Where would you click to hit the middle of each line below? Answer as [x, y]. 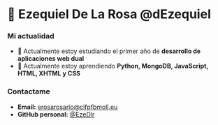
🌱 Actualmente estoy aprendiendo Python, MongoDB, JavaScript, [112, 66]
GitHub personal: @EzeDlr [56, 114]
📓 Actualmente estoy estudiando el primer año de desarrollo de [109, 51]
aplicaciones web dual [51, 59]
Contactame [29, 91]
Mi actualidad [31, 36]
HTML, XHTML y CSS [49, 73]
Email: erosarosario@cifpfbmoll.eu [67, 107]
